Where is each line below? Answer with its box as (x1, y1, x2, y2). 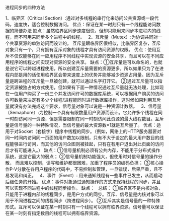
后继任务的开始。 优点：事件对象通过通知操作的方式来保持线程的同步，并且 (5, 179, 161, 185)
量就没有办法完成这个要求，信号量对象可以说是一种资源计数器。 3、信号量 (5, 103, 162, 109)
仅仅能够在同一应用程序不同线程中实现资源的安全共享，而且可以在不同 (14, 53, 159, 59)
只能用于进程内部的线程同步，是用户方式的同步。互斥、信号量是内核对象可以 (5, 191, 164, 197)
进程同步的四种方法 (5, 5, 45, 10)
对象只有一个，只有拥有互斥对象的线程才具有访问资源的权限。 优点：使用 (5, 47, 156, 52)
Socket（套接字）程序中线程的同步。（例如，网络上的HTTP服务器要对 (18, 128, 161, 134)
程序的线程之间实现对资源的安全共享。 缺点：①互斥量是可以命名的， (9, 59, 154, 65)
